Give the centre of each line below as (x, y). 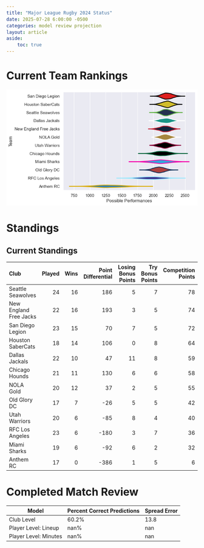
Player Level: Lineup (34, 528)
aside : (15, 39)
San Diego (22, 325)
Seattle (18, 289)
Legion (17, 331)
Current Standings (42, 250)
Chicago (19, 370)
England (19, 310)
